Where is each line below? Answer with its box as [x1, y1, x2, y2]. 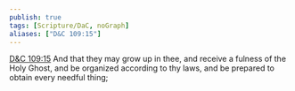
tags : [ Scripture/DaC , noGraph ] [9, 21, 129, 30]
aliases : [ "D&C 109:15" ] [9, 29, 102, 38]
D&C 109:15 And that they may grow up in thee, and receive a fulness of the [9, 54, 287, 64]
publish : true [9, 12, 62, 22]
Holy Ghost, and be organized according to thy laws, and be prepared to [9, 63, 275, 73]
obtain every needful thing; [9, 72, 109, 83]
